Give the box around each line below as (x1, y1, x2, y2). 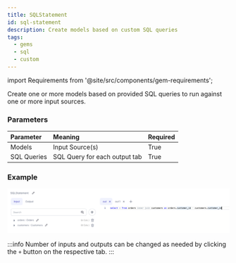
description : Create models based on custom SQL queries (7, 26, 178, 33)
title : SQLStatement (7, 11, 68, 18)
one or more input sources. (7, 97, 86, 105)
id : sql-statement (7, 18, 61, 26)
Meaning (52, 132, 80, 141)
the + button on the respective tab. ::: (7, 247, 115, 256)
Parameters (7, 115, 48, 124)
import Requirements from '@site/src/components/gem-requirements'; (7, 76, 213, 84)
